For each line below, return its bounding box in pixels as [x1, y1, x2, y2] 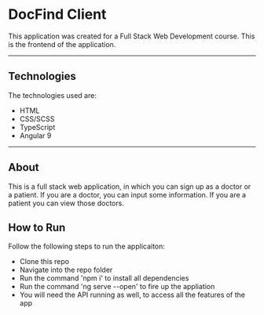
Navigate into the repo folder [19, 265, 113, 275]
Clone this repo [19, 257, 69, 266]
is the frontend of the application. [8, 39, 116, 49]
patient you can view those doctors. [8, 198, 124, 208]
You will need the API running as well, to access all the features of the [19, 290, 246, 299]
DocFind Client [8, 5, 107, 24]
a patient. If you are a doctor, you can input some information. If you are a [8, 190, 246, 199]
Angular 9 [19, 131, 52, 140]
